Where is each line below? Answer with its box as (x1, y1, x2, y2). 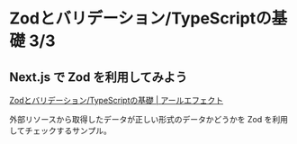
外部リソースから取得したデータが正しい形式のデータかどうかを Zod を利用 (9, 114, 288, 124)
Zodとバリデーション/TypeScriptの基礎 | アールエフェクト (9, 95, 223, 105)
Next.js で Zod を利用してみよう (9, 69, 188, 85)
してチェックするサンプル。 (9, 125, 112, 136)
